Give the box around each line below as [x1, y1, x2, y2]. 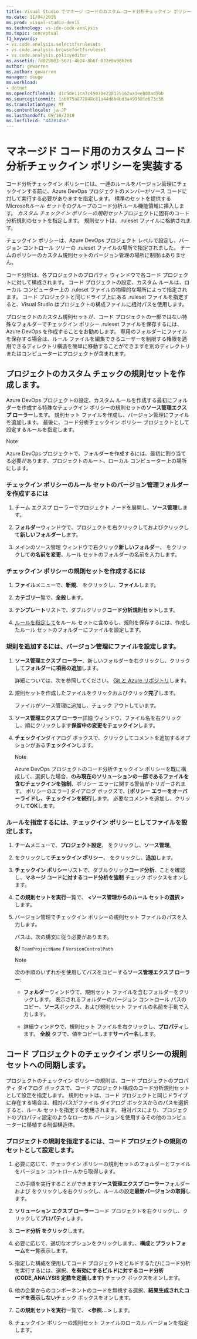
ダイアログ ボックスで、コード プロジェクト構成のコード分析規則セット [17, 1084, 189, 1091]
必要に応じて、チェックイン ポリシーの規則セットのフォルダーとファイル [14, 1160, 191, 1167]
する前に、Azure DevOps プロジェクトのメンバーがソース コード [26, 188, 183, 195]
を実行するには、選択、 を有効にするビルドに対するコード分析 [14, 1267, 164, 1274]
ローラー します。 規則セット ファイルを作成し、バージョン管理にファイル [12, 411, 189, 418]
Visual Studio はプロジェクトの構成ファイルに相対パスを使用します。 [21, 301, 188, 308]
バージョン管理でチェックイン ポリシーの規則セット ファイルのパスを [14, 913, 182, 920]
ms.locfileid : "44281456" [6, 118, 69, 124]
